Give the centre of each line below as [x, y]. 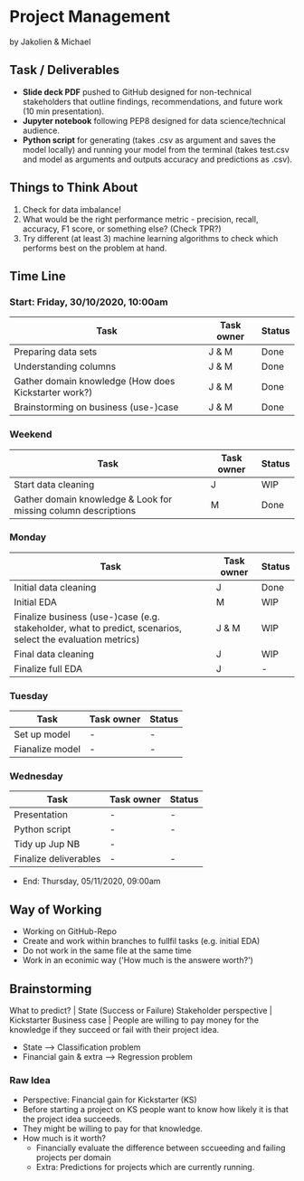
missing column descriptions [75, 510]
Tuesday [29, 695]
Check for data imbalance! [72, 209]
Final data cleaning [54, 654]
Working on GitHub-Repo [70, 931]
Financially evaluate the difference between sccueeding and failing [161, 1148]
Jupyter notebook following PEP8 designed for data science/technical [154, 120]
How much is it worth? [64, 1138]
